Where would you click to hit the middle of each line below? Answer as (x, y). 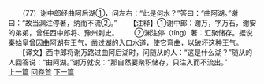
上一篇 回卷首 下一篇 (41, 72)
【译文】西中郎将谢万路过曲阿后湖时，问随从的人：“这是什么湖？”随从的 (137, 52)
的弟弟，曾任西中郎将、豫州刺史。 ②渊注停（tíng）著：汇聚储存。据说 (131, 33)
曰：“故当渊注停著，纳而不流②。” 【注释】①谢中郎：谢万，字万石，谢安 (132, 23)
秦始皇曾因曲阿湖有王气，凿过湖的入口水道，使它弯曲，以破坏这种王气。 (125, 42)
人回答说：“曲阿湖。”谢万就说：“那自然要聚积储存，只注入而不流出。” (118, 62)
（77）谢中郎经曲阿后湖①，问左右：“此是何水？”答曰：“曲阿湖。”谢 (130, 13)
